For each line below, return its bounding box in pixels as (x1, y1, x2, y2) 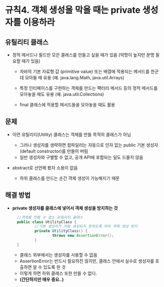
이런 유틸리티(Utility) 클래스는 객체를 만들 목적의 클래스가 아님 (12, 131, 131, 137)
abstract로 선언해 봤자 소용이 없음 (12, 164, 78, 170)
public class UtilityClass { (17, 220, 77, 224)
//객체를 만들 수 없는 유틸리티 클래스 (17, 215, 83, 220)
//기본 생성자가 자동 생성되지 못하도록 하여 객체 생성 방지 (34, 224, 138, 229)
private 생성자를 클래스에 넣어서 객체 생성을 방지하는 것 (12, 205, 118, 211)
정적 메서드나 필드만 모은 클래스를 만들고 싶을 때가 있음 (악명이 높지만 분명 (12, 52, 155, 58)
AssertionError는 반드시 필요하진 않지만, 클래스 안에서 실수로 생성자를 (19, 258, 154, 264)
